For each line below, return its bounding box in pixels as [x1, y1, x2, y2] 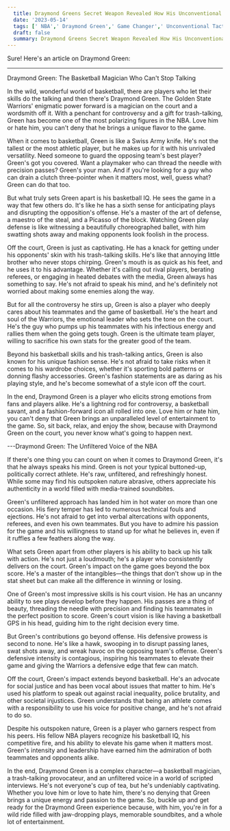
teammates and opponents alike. [7, 754, 99, 762]
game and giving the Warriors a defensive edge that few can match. [7, 662, 199, 670]
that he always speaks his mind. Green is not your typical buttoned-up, [7, 463, 207, 471]
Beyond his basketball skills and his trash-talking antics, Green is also [7, 350, 203, 358]
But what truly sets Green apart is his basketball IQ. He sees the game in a [7, 194, 216, 202]
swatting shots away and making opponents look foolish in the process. [7, 230, 209, 238]
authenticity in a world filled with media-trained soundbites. [7, 484, 175, 493]
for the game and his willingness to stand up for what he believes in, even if [7, 527, 220, 535]
